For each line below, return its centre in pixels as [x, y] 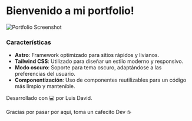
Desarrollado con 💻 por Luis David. [49, 98]
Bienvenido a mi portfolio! [70, 11]
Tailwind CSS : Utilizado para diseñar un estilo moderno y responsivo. [99, 61]
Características [29, 42]
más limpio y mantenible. [45, 86]
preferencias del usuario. [45, 74]
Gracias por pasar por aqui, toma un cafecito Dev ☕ [69, 112]
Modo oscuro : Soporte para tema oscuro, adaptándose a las [88, 68]
